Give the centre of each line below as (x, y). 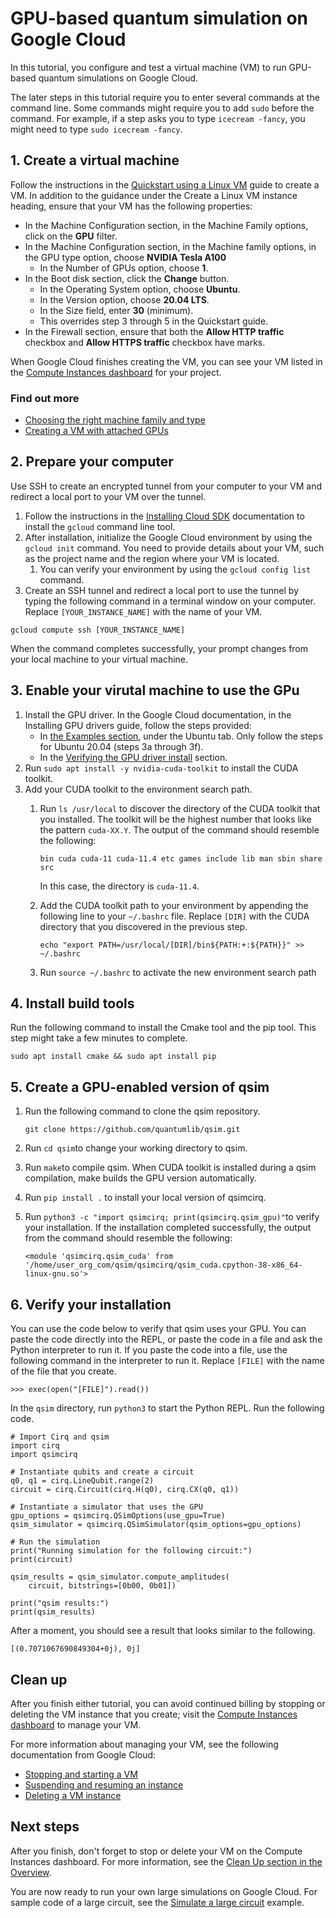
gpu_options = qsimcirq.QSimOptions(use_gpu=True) (118, 1516)
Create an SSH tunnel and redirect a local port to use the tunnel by (161, 590)
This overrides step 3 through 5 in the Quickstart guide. (154, 321)
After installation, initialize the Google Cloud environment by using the (168, 537)
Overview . (31, 1872)
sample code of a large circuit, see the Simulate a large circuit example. (157, 1902)
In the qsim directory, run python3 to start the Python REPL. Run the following (167, 1408)
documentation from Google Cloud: (83, 1754)
